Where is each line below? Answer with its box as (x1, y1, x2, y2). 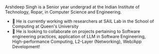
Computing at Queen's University (12, 23, 79, 29)
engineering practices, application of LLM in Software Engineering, (12, 33, 146, 39)
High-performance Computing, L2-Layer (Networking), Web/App (12, 39, 142, 44)
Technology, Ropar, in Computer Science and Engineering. (5, 9, 122, 15)
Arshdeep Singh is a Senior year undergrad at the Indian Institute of (5, 4, 140, 10)
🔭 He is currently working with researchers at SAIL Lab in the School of (12, 19, 154, 24)
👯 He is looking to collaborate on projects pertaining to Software (12, 29, 141, 34)
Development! (12, 44, 40, 49)
